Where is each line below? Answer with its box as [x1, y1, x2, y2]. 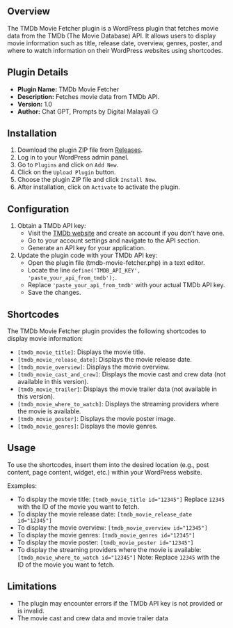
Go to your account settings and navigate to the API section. [27, 236, 200, 245]
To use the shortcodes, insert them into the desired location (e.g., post [7, 460, 209, 469]
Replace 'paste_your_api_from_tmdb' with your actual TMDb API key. [27, 281, 225, 289]
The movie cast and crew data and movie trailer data [17, 613, 168, 622]
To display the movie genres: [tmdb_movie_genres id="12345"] [17, 530, 195, 539]
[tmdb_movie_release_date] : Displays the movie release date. [17, 355, 193, 364]
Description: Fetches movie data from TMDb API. [17, 92, 160, 100]
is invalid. [17, 606, 45, 615]
